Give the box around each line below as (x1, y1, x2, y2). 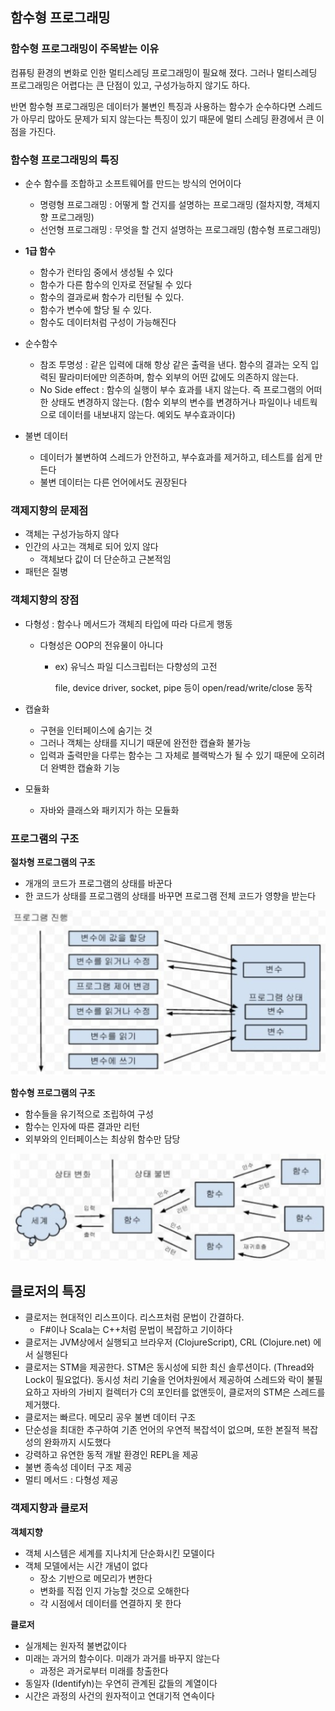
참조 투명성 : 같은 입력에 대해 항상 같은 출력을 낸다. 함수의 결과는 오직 (39, 358, 309, 370)
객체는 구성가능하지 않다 (24, 528, 120, 540)
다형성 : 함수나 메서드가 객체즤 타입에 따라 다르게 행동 (24, 618, 233, 630)
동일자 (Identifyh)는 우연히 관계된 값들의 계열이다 (24, 1677, 218, 1689)
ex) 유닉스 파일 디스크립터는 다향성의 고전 (54, 660, 218, 672)
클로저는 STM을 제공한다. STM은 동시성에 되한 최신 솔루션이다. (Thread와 (24, 1361, 315, 1373)
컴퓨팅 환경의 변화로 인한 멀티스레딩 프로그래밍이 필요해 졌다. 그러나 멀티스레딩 (10, 66, 318, 78)
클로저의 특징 (10, 1283, 87, 1300)
